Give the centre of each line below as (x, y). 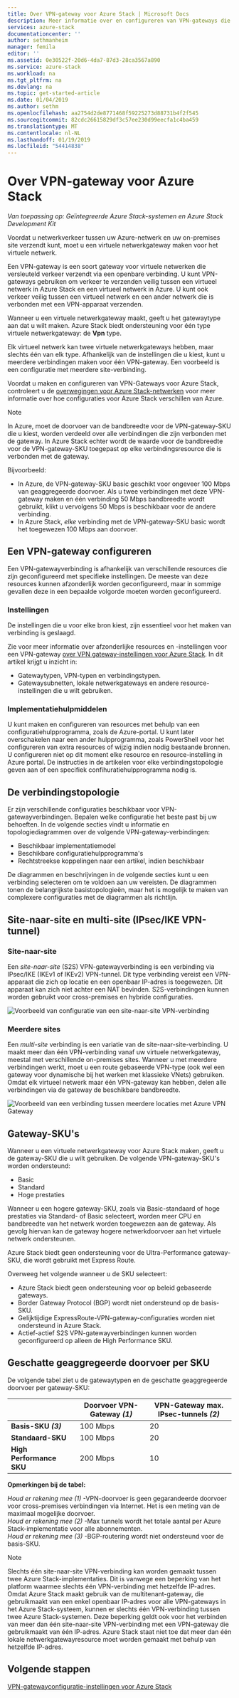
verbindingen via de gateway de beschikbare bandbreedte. (94, 1090)
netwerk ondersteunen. (42, 1239)
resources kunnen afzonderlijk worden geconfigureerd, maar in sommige (115, 583)
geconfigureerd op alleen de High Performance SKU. (95, 1341)
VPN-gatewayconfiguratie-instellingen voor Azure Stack (90, 1686)
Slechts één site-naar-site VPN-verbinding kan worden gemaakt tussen (112, 1571)
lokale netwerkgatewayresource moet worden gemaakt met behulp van (112, 1639)
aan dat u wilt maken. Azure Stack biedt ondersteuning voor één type (109, 326)
